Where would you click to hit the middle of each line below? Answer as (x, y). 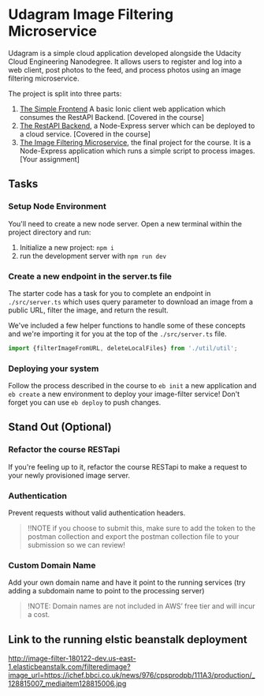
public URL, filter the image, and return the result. (89, 310)
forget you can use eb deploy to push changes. (85, 402)
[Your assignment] (50, 159)
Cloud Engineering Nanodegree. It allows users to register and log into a (125, 62)
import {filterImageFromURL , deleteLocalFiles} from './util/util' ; (123, 348)
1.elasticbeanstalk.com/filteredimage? (70, 667)
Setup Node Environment (57, 207)
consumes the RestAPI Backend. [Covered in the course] (112, 117)
